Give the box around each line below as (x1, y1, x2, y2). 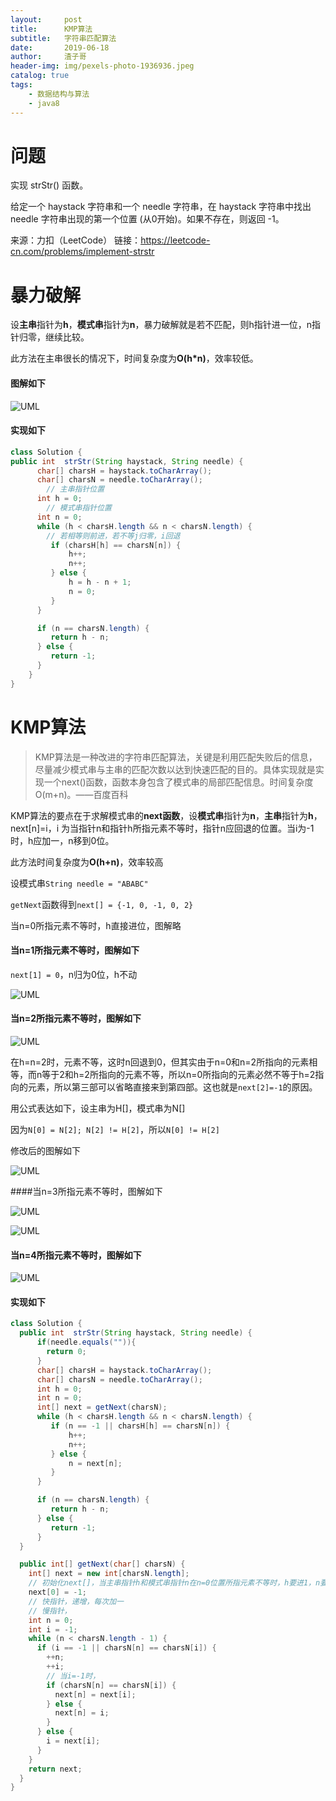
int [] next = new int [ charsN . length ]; (28, 1569, 190, 1579)
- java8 (28, 98, 60, 108)
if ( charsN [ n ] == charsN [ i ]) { (46, 1680, 177, 1690)
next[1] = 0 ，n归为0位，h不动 (10, 968, 138, 980)
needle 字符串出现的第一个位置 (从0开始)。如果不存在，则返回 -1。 (10, 213, 285, 225)
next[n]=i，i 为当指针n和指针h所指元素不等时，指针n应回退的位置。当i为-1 (10, 822, 315, 834)
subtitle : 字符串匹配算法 (10, 33, 117, 43)
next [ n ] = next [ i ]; (54, 1689, 137, 1700)
